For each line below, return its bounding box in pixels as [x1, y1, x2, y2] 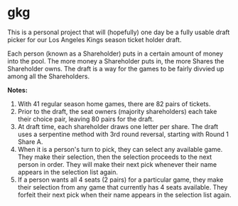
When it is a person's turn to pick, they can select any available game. [17, 145, 223, 153]
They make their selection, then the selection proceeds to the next [17, 153, 212, 161]
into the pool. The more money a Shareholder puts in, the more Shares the [7, 56, 225, 65]
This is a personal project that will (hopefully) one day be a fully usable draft [7, 28, 230, 36]
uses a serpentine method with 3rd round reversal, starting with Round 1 [17, 130, 229, 138]
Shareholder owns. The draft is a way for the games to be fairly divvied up [7, 64, 225, 73]
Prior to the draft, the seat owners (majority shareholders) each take [17, 107, 217, 115]
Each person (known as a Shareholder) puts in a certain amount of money [7, 49, 224, 58]
